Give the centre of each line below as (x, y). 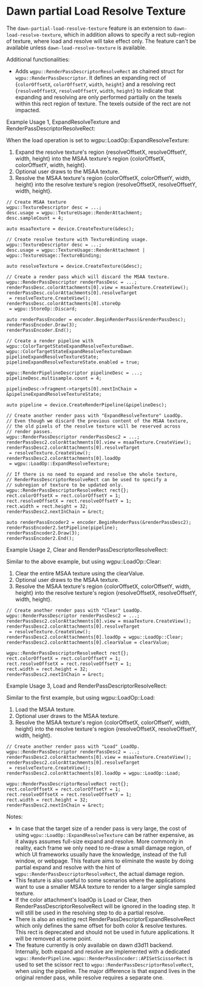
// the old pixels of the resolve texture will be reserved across (94, 426)
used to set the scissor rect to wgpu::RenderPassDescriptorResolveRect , (104, 964)
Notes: (15, 816)
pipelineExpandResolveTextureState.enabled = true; (73, 362)
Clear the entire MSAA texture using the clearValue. (80, 573)
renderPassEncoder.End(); (39, 330)
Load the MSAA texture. (45, 709)
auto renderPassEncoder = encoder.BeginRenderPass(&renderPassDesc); (96, 319)
